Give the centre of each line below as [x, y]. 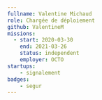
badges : [19, 79]
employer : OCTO [42, 60]
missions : [22, 33]
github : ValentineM [36, 27]
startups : [22, 66]
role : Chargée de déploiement [51, 20]
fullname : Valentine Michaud [50, 14]
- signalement [40, 73]
